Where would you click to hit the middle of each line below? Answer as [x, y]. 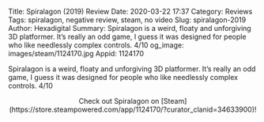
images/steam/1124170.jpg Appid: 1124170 [76, 53]
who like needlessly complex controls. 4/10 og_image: [96, 45]
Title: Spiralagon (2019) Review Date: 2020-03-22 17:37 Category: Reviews [130, 11]
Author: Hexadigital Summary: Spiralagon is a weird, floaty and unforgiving [130, 28]
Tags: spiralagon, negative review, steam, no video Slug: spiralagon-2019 [127, 20]
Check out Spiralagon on [119, 101]
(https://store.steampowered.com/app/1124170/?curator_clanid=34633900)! [133, 109]
